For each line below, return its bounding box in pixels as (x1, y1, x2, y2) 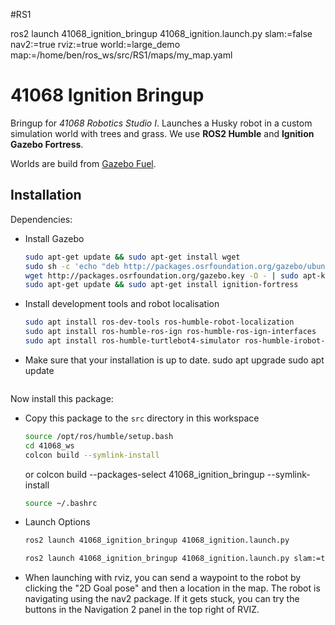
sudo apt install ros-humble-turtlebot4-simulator (24, 336, 241, 346)
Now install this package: (10, 392, 114, 404)
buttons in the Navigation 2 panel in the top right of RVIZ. (24, 604, 260, 616)
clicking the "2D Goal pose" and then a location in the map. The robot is (24, 582, 321, 594)
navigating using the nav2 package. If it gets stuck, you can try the (24, 593, 300, 605)
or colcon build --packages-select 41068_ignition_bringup (24, 468, 265, 480)
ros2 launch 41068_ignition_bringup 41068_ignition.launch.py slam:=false (10, 28, 313, 39)
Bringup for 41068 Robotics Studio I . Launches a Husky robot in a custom (10, 117, 313, 129)
